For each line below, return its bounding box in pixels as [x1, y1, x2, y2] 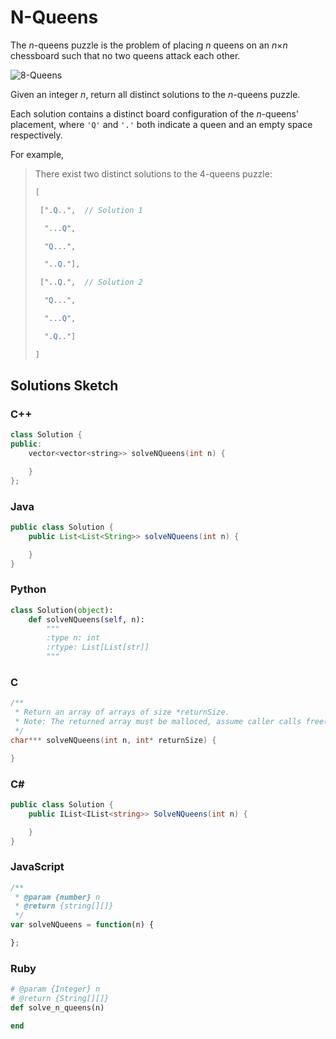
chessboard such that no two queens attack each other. [10, 49, 241, 61]
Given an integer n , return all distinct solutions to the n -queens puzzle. [10, 88, 301, 100]
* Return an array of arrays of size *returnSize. [14, 707, 230, 718]
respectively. [10, 129, 63, 141]
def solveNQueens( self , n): [28, 614, 145, 625]
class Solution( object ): [10, 605, 114, 615]
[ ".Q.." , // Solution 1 [39, 205, 143, 215]
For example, [10, 148, 65, 160]
